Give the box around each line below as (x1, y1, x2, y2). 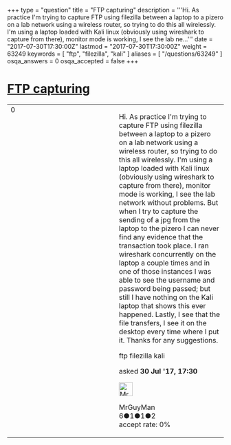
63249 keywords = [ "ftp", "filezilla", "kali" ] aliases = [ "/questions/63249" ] (7, 50, 223, 58)
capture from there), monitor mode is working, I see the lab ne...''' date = (7, 35, 213, 43)
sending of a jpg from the (119, 215, 201, 224)
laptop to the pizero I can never (119, 224, 220, 233)
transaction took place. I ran (119, 241, 209, 250)
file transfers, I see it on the (119, 318, 208, 327)
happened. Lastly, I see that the (119, 310, 221, 319)
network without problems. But (119, 197, 219, 207)
